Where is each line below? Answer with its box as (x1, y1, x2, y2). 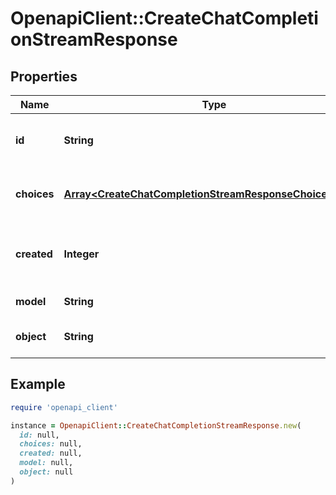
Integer (63, 247, 100, 261)
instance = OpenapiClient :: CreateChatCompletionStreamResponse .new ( (10, 420, 302, 431)
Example (10, 376, 66, 393)
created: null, (19, 448, 83, 459)
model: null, (19, 458, 74, 468)
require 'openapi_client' (10, 402, 118, 412)
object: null (19, 467, 74, 477)
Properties (10, 68, 78, 85)
